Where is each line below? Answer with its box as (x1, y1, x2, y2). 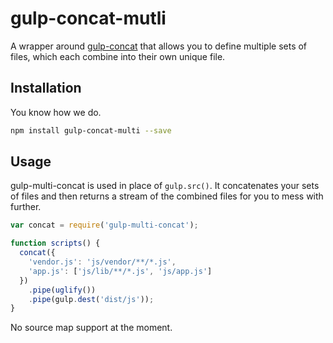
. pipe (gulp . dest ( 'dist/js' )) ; (28, 294, 155, 304)
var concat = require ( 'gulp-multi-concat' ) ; (10, 220, 199, 231)
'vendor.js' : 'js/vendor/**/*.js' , (28, 257, 177, 267)
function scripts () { (10, 238, 101, 249)
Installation (10, 80, 82, 97)
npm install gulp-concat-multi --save (10, 125, 172, 136)
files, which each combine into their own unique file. (10, 50, 226, 62)
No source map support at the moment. (10, 322, 173, 334)
